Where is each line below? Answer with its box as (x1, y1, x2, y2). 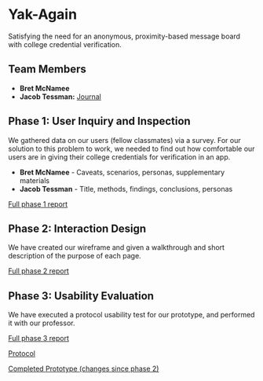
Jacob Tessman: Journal (19, 92, 102, 101)
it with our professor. (8, 318, 75, 328)
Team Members (8, 63, 86, 76)
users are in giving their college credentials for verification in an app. (8, 152, 231, 162)
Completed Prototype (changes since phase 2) (8, 364, 159, 374)
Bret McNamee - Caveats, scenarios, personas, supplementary (19, 167, 225, 177)
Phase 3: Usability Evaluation (8, 289, 155, 302)
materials (19, 175, 49, 185)
